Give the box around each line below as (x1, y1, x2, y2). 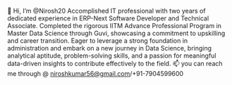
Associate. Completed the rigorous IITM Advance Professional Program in (7, 22, 222, 30)
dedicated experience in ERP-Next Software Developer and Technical (7, 14, 209, 22)
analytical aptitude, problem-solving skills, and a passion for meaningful (7, 51, 216, 60)
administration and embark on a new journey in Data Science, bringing (7, 44, 212, 52)
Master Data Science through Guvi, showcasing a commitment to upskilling (7, 29, 226, 37)
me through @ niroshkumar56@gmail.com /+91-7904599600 (7, 70, 184, 77)
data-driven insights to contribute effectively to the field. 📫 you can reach (7, 60, 224, 67)
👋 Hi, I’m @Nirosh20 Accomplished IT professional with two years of (7, 7, 206, 15)
